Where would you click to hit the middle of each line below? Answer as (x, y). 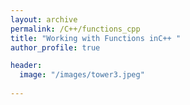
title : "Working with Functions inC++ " (96, 38)
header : (26, 66)
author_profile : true (55, 47)
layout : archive (44, 19)
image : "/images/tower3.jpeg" (82, 75)
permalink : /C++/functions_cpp (75, 29)
